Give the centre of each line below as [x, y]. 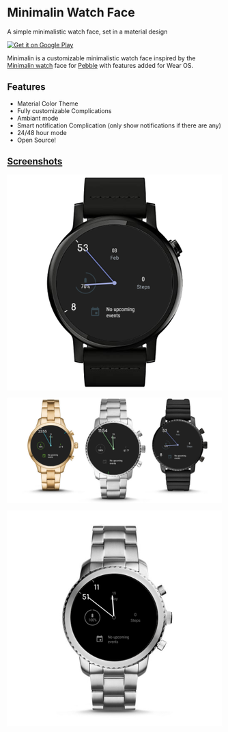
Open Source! [37, 140]
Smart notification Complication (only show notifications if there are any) [119, 125]
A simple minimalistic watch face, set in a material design [87, 32]
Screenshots [35, 161]
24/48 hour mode [42, 132]
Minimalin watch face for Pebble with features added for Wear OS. [100, 65]
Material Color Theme [47, 103]
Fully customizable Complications [64, 110]
